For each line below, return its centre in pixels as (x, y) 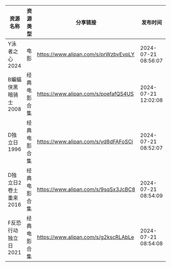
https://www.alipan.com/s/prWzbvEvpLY (86, 54)
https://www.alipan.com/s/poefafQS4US (85, 94)
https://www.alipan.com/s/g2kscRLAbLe (85, 237)
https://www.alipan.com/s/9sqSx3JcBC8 (86, 189)
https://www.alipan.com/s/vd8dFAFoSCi (85, 141)
